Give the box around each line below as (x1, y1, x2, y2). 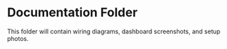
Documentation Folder (7, 5, 138, 20)
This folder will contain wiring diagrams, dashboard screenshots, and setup (7, 27, 221, 35)
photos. (7, 34, 29, 42)
